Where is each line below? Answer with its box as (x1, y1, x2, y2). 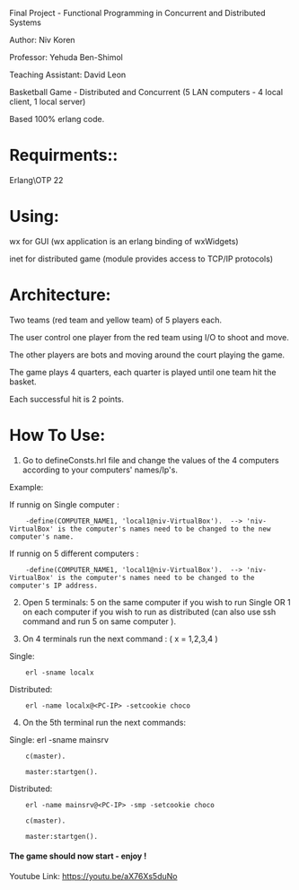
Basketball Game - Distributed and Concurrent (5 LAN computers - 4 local (9, 87, 284, 97)
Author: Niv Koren (9, 35, 75, 45)
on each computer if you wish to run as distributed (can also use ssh (22, 606, 277, 617)
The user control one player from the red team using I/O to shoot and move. (9, 331, 289, 342)
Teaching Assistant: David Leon (9, 69, 127, 80)
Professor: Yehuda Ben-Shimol (9, 52, 123, 62)
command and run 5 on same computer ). (22, 615, 177, 627)
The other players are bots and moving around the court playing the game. (9, 349, 286, 360)
